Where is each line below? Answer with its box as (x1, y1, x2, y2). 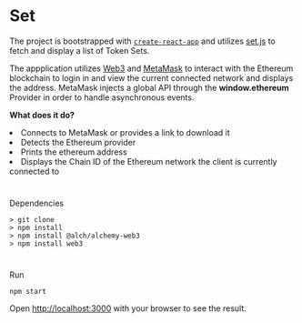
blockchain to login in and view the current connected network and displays (9, 72, 294, 83)
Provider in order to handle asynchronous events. (9, 92, 195, 103)
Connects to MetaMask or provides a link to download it (21, 126, 230, 137)
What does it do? (9, 109, 75, 120)
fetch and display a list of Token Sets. (9, 45, 150, 56)
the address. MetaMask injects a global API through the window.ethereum (9, 82, 289, 93)
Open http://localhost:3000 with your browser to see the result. (9, 303, 247, 314)
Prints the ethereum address (21, 146, 127, 157)
